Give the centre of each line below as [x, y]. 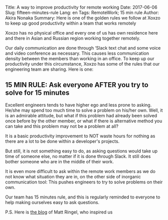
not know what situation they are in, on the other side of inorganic [73, 176]
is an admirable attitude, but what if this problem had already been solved [81, 115]
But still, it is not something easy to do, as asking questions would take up [81, 151]
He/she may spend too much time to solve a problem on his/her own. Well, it [84, 110]
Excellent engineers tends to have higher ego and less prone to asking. [78, 105]
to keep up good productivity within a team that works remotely [71, 23]
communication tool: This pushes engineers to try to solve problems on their [84, 182]
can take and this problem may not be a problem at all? [62, 126]
